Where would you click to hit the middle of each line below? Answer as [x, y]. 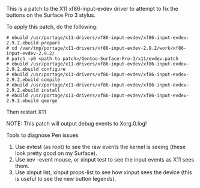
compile [51, 80]
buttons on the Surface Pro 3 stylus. [51, 15]
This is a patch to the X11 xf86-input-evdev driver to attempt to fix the [92, 9]
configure [53, 69]
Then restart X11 [26, 112]
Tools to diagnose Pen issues [43, 135]
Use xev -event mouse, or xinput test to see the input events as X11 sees [105, 159]
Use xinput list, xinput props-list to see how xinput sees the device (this [103, 172]
